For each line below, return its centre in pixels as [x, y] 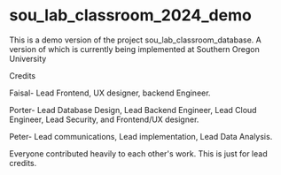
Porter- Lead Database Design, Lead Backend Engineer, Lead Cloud [133, 110]
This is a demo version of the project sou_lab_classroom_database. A [135, 40]
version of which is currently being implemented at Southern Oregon [134, 49]
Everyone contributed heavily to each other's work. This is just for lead [138, 153]
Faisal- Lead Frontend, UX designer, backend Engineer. [110, 93]
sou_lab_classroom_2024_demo [131, 15]
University [28, 58]
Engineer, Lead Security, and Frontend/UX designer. [104, 119]
